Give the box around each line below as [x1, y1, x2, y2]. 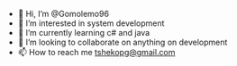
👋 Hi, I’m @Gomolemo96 [17, 9, 110, 19]
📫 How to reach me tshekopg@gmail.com [17, 47, 176, 57]
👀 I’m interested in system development [17, 18, 165, 29]
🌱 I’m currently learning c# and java [17, 28, 150, 37]
